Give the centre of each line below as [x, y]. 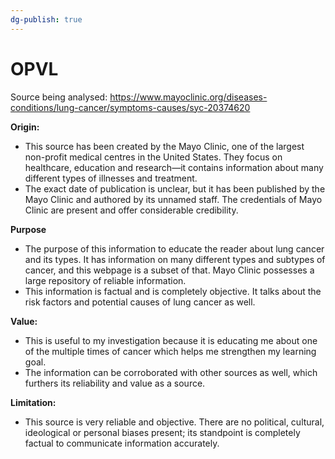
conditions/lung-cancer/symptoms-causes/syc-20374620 [130, 107]
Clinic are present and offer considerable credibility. [131, 210]
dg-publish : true [46, 19]
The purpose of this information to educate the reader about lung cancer [174, 248]
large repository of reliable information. [105, 280]
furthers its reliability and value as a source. [115, 383]
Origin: [25, 127]
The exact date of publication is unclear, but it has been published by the [175, 188]
